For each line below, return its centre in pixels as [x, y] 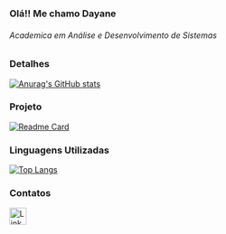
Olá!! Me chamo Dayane [63, 14]
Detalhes [29, 64]
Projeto [26, 107]
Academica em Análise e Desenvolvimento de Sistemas [113, 35]
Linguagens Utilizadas [60, 150]
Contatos [30, 193]
